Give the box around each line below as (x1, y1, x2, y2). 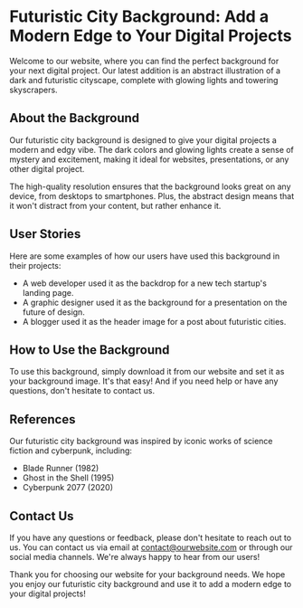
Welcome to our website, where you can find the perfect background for (9, 55, 279, 66)
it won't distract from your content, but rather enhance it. (9, 200, 222, 211)
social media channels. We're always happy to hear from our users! (9, 552, 260, 562)
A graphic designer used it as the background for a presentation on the (22, 297, 288, 308)
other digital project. (9, 163, 85, 174)
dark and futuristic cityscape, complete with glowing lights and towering (9, 74, 279, 85)
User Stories (9, 226, 81, 242)
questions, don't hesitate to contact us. (9, 385, 156, 396)
